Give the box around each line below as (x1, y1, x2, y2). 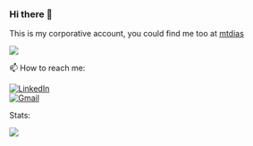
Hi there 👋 (9, 8, 54, 20)
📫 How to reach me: (9, 62, 86, 74)
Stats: (9, 110, 31, 121)
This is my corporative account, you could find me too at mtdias (9, 28, 244, 39)
